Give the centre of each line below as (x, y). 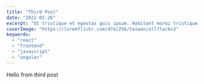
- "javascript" (31, 52)
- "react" (24, 40)
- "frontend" (28, 46)
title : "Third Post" (33, 12)
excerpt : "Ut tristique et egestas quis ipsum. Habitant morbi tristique (102, 23)
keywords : (19, 35)
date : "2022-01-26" (31, 18)
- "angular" (27, 57)
